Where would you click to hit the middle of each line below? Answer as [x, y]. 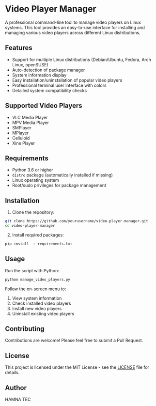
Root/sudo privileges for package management [59, 186]
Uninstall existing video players [43, 313]
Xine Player [23, 143]
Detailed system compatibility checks [49, 90]
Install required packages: [38, 235]
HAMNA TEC [18, 399]
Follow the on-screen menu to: [36, 289]
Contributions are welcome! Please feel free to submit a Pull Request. [74, 341]
